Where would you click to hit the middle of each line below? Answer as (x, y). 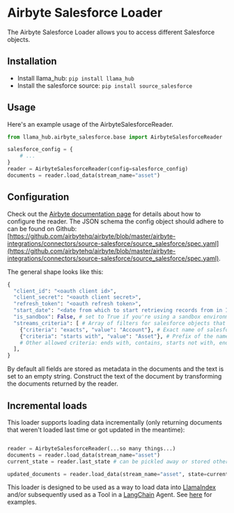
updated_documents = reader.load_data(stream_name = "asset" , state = (107, 474)
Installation (32, 62)
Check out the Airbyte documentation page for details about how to (104, 214)
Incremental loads (47, 405)
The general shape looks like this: (55, 271)
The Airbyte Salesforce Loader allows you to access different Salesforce (111, 32)
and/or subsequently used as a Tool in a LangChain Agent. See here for (110, 495)
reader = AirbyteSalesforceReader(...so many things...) (92, 448)
